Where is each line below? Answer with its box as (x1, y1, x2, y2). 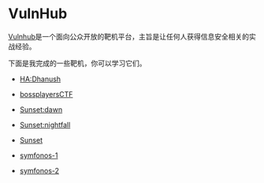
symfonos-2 (19, 166, 60, 175)
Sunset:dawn (19, 104, 63, 114)
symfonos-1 (19, 151, 58, 160)
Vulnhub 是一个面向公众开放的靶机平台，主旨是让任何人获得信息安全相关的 (8, 32, 250, 41)
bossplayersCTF (19, 89, 73, 99)
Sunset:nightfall (19, 120, 71, 129)
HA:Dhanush (19, 74, 61, 84)
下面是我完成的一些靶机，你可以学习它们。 (8, 58, 147, 68)
